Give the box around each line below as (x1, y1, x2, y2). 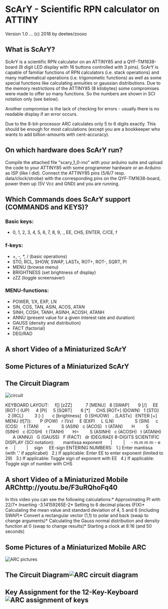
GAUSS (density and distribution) (12, 320, 81, 326)
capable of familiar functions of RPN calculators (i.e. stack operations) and (5, 69, 159, 75)
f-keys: (5, 242, 24, 249)
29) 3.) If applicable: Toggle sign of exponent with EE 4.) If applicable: (5, 455, 154, 462)
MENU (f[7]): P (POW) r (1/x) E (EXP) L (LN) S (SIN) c (5, 418, 158, 424)
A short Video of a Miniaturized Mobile (5, 475, 128, 484)
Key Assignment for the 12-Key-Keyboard (5, 588, 139, 596)
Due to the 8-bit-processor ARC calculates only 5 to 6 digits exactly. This (5, 120, 156, 126)
